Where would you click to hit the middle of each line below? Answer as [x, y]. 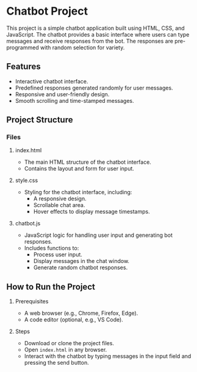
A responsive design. [60, 198]
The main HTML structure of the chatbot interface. [88, 162]
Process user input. [58, 254]
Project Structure [40, 120]
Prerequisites [32, 301]
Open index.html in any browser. [66, 350]
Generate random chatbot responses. [81, 268]
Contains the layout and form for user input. [79, 169]
